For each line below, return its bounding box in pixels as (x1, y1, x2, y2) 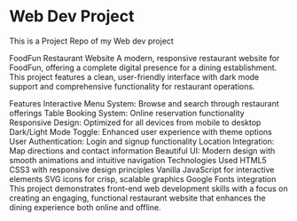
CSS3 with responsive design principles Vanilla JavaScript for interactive (9, 164, 275, 175)
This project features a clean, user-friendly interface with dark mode (9, 71, 260, 82)
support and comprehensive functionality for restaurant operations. (9, 81, 255, 91)
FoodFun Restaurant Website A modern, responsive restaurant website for (9, 52, 280, 63)
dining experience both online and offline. (9, 201, 161, 212)
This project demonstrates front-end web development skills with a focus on (9, 183, 288, 193)
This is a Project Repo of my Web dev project (9, 36, 175, 46)
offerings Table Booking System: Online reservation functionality (9, 107, 246, 118)
